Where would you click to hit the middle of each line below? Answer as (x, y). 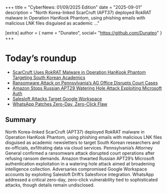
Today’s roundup (41, 58)
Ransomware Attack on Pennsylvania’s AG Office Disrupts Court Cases (85, 82)
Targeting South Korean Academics (49, 77)
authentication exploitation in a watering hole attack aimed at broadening (80, 163)
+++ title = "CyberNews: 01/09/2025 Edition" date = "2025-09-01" (74, 7)
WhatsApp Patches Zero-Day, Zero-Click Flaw (60, 104)
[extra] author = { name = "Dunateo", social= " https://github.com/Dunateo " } (83, 33)
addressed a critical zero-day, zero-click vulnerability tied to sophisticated (82, 179)
